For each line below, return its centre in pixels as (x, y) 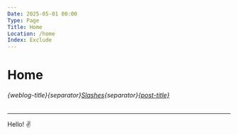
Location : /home (31, 34)
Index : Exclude (30, 40)
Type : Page (23, 20)
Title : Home (25, 27)
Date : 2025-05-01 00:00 (42, 14)
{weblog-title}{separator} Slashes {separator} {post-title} (89, 95)
